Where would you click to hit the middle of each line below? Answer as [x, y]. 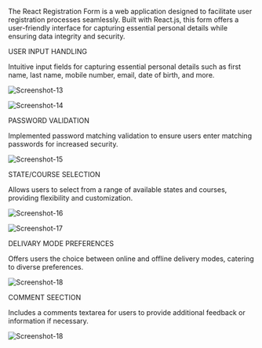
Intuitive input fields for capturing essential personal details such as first [125, 67]
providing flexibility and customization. [71, 198]
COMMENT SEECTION [45, 297]
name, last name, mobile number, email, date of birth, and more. [111, 75]
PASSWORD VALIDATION [49, 120]
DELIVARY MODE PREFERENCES [61, 243]
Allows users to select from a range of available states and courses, [118, 190]
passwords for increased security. [63, 144]
